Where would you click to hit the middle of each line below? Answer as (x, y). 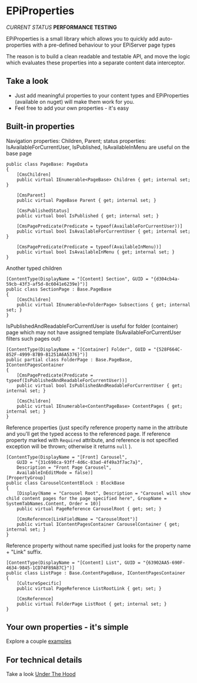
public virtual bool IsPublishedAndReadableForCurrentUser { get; (100, 385)
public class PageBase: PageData (47, 164)
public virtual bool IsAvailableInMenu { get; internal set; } (96, 252)
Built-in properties (41, 127)
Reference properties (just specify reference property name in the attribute (97, 427)
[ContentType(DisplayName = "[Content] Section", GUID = (77, 279)
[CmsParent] (31, 195)
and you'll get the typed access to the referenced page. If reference (88, 434)
